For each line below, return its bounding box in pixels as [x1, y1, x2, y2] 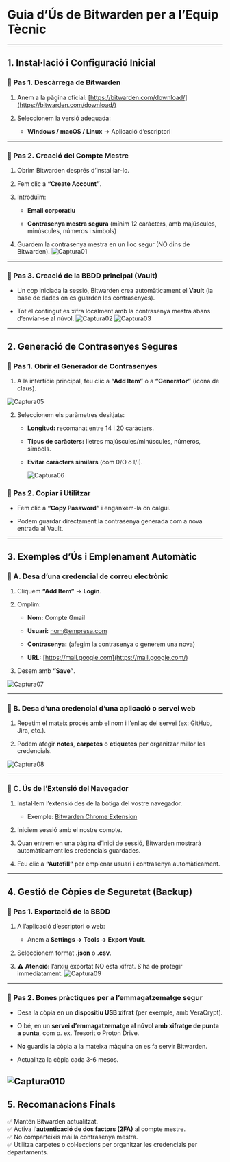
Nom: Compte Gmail [27, 613, 86, 621]
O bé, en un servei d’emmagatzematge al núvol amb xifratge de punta [16, 1022, 219, 1030]
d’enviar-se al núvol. [16, 314, 75, 322]
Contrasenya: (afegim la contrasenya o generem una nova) [27, 640, 196, 648]
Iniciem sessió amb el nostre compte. [16, 826, 123, 834]
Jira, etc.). [16, 726, 47, 735]
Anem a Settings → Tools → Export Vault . [27, 936, 146, 944]
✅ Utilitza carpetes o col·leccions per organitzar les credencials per [7, 1140, 198, 1148]
